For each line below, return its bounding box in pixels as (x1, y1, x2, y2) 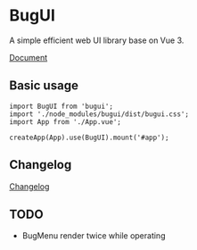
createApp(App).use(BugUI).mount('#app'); (9, 133, 169, 142)
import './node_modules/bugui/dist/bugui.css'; (9, 109, 190, 119)
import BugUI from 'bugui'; (9, 102, 114, 111)
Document (9, 52, 48, 62)
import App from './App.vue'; (9, 117, 122, 126)
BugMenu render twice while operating (21, 230, 166, 241)
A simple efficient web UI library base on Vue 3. (9, 35, 185, 46)
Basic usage (9, 78, 78, 94)
